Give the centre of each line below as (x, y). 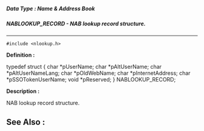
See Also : (26, 122)
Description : (23, 91)
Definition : (21, 55)
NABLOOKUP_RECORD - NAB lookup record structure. (76, 24)
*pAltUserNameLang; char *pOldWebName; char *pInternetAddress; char (98, 73)
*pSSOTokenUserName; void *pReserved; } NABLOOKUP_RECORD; (91, 80)
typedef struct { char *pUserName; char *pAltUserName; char (84, 67)
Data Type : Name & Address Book (51, 8)
